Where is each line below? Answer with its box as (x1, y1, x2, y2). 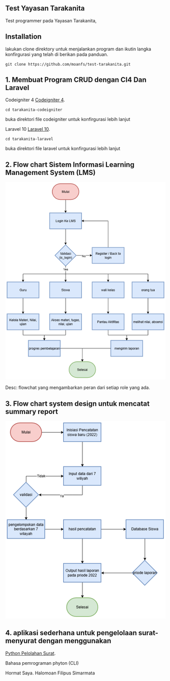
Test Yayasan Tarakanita (5, 4, 85, 13)
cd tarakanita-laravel (5, 137, 53, 142)
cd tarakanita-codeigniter (5, 107, 63, 112)
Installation (5, 33, 42, 41)
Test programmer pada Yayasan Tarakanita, (5, 17, 97, 23)
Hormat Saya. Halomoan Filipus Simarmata (5, 670, 95, 676)
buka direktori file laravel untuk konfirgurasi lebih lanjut (5, 145, 121, 152)
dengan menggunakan (38, 637, 111, 645)
